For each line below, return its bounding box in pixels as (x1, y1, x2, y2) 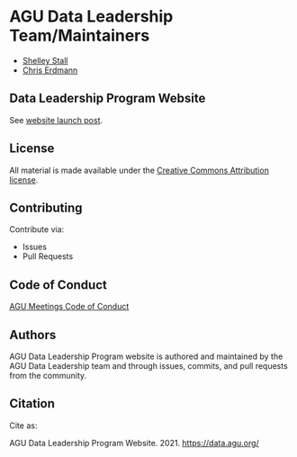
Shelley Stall (22, 55, 68, 66)
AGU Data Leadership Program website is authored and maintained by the (9, 351, 283, 362)
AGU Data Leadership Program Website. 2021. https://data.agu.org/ (9, 437, 259, 448)
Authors (9, 327, 57, 343)
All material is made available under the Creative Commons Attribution (9, 165, 270, 175)
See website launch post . (9, 114, 103, 125)
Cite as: (9, 420, 38, 431)
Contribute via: (9, 224, 65, 235)
